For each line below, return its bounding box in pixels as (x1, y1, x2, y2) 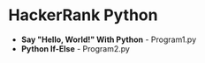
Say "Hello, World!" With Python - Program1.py (20, 34, 197, 45)
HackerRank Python (8, 5, 158, 25)
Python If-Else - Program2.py (20, 43, 130, 53)
